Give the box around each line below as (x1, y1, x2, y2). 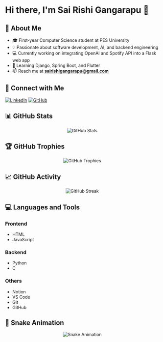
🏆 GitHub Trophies (5, 142, 65, 151)
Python (12, 260, 27, 266)
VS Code (12, 294, 30, 300)
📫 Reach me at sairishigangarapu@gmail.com (12, 68, 109, 74)
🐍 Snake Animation (5, 318, 65, 327)
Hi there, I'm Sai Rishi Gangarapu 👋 (5, 4, 149, 16)
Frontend (5, 220, 27, 227)
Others (5, 278, 22, 285)
